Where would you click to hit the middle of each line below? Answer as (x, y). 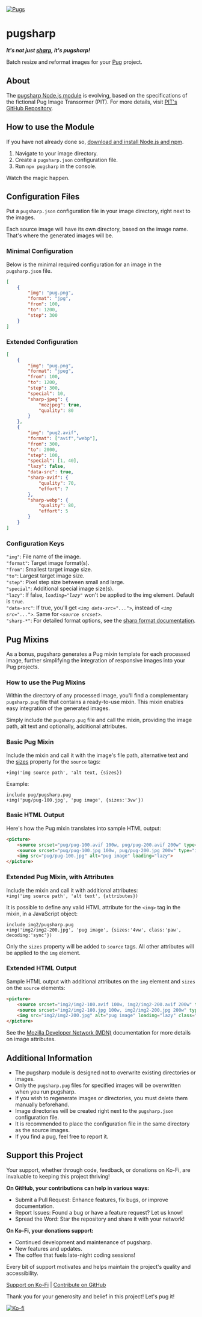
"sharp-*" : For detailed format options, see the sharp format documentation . (101, 621)
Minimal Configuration (40, 251)
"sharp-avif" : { (48, 478)
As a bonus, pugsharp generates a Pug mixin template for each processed (98, 654)
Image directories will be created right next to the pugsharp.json (94, 1111)
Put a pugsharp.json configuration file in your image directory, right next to (98, 211)
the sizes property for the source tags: (54, 761)
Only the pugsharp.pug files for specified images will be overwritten (98, 1085)
